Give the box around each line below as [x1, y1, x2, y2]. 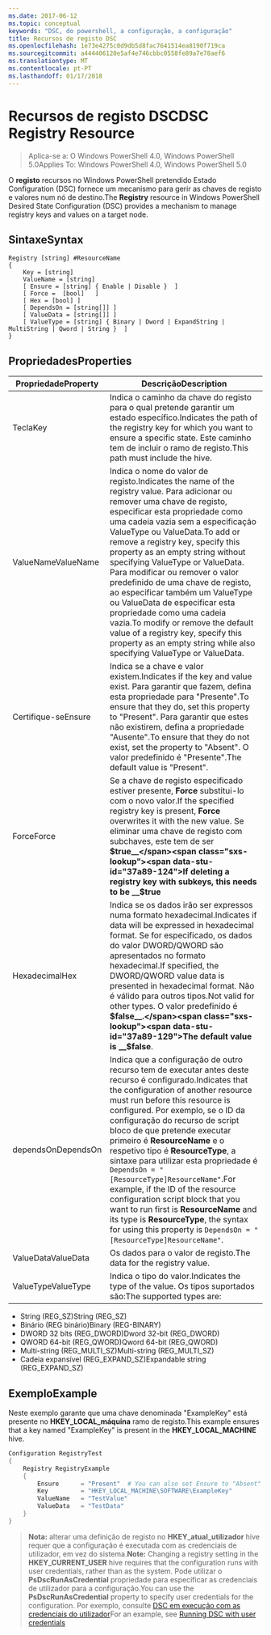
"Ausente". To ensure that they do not [110, 731, 250, 743]
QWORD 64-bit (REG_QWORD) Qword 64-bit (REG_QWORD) [19, 1337, 219, 1347]
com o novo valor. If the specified [110, 795, 235, 807]
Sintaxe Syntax [8, 232, 84, 247]
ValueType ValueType [12, 1281, 91, 1292]
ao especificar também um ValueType [110, 587, 252, 599]
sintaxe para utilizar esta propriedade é [110, 1155, 258, 1167]
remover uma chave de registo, [110, 496, 227, 507]
